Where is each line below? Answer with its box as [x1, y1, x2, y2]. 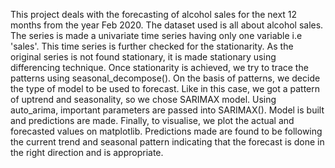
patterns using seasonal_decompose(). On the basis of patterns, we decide [10, 72, 321, 84]
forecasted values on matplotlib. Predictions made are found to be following [10, 125, 323, 137]
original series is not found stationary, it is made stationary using [10, 51, 277, 63]
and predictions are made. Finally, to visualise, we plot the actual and [10, 115, 295, 126]
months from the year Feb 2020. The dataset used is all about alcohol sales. [10, 19, 324, 31]
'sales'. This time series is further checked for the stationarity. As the [10, 40, 294, 52]
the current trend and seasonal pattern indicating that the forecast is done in [10, 136, 325, 148]
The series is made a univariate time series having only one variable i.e [10, 30, 303, 41]
